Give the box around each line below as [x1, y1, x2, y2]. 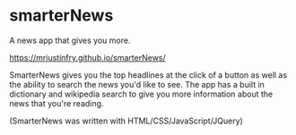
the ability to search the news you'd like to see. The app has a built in [9, 79, 265, 89]
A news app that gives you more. [9, 35, 131, 46]
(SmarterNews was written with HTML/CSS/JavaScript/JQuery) [9, 115, 244, 126]
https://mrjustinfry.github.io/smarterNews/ [9, 52, 166, 63]
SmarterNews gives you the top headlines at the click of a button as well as [9, 69, 288, 80]
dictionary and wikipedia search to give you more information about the [9, 89, 274, 99]
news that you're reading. [9, 97, 104, 108]
